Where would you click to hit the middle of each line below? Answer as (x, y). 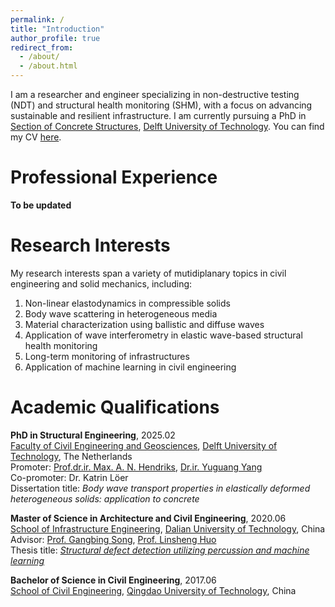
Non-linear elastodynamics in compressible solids (127, 303)
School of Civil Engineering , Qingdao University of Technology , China (153, 590)
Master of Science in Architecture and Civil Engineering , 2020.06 (148, 518)
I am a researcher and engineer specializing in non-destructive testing (155, 94)
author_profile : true (55, 38)
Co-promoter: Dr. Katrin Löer (69, 477)
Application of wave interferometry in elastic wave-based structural (163, 335)
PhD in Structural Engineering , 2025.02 (93, 435)
